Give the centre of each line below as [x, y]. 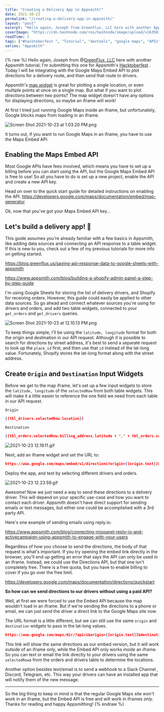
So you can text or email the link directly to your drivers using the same [77, 654]
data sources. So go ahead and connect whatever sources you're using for [80, 303]
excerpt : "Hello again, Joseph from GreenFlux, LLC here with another [78, 28]
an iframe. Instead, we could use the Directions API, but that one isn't [75, 562]
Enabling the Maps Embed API [52, 155]
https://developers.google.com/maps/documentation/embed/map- [89, 196]
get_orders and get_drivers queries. [42, 314]
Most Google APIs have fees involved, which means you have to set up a [78, 166]
